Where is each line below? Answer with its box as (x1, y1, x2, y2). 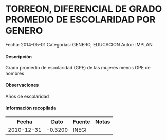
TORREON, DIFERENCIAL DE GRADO (5, 3, 162, 15)
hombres (5, 70, 25, 77)
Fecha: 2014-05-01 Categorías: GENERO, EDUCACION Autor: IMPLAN (5, 41, 153, 48)
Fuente (72, 118, 90, 125)
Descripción (5, 53, 32, 59)
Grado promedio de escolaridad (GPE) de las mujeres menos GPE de (5, 65, 151, 71)
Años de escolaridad (5, 93, 49, 100)
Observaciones (5, 82, 39, 88)
